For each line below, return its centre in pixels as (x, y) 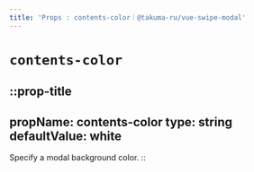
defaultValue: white (66, 136)
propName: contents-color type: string (121, 122)
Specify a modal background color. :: (77, 158)
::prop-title (41, 92)
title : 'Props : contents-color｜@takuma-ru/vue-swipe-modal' (127, 17)
